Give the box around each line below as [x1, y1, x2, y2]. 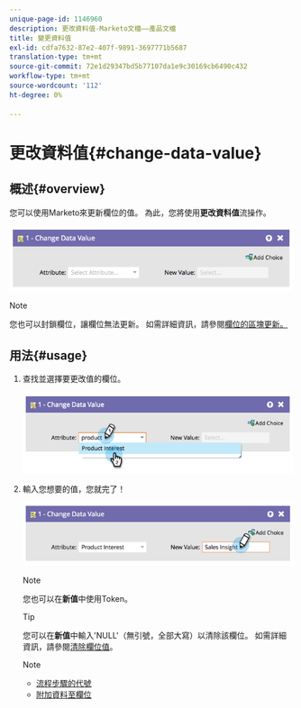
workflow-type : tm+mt [9, 72, 91, 81]
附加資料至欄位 [35, 689, 92, 700]
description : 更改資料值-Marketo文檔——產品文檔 [9, 23, 177, 33]
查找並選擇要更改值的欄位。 [22, 374, 126, 385]
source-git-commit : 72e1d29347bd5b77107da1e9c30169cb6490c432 [9, 62, 248, 71]
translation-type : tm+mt [9, 52, 103, 62]
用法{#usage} [9, 348, 88, 363]
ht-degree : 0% [9, 90, 63, 99]
